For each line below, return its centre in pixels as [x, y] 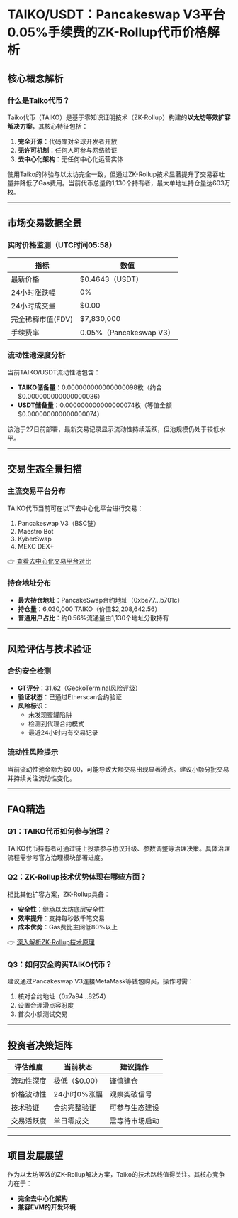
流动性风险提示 [33, 753]
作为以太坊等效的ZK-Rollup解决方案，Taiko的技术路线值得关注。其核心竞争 [116, 1174]
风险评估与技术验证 [49, 649]
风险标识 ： [33, 706]
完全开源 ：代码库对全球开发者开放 [67, 141]
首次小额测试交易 [42, 1014]
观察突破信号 [131, 1094]
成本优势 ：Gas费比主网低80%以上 [68, 927]
